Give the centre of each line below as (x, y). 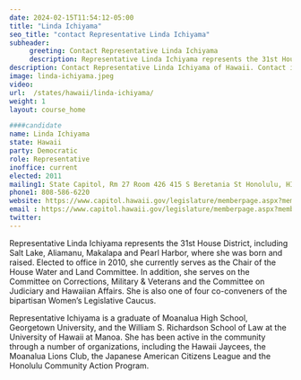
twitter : (26, 217)
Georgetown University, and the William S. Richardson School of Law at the (148, 327)
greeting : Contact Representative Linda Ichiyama (124, 51)
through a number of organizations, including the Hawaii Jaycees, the (138, 346)
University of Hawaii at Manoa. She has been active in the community (138, 337)
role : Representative (50, 159)
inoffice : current (43, 167)
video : (21, 84)
